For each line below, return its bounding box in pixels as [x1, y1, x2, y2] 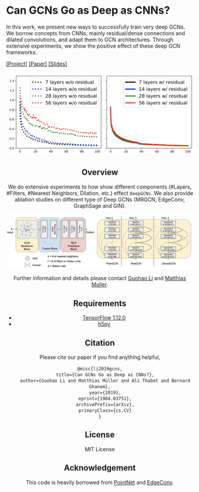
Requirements [73, 298, 127, 308]
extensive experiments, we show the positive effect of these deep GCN [6, 42, 181, 49]
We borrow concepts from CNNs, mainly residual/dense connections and [6, 29, 185, 36]
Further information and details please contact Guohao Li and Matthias [13, 275, 187, 282]
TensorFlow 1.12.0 [82, 314, 126, 321]
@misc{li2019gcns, [77, 366, 123, 372]
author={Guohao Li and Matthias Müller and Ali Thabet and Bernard [20, 377, 191, 383]
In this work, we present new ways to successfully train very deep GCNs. [6, 23, 185, 30]
